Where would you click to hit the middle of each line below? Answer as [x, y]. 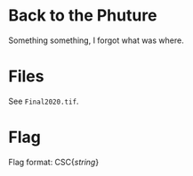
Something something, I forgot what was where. [96, 40]
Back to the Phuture [83, 16]
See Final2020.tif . [44, 101]
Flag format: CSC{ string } [54, 162]
